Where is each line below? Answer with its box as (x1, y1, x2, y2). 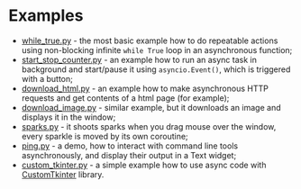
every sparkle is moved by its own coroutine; (21, 130, 188, 141)
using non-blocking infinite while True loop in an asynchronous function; (21, 44, 293, 55)
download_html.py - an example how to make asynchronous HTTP (21, 83, 269, 94)
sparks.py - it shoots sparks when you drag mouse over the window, (21, 121, 277, 131)
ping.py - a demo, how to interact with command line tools (21, 140, 239, 151)
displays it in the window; (21, 112, 116, 122)
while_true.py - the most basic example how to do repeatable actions (21, 35, 278, 46)
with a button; (21, 73, 74, 84)
